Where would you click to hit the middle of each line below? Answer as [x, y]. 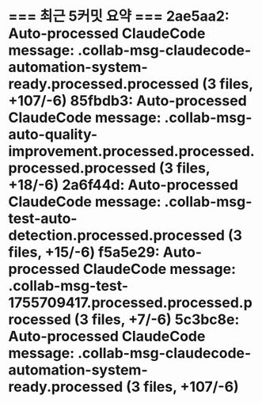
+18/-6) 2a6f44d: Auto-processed [123, 185]
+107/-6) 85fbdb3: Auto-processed [127, 101]
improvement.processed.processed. [131, 152]
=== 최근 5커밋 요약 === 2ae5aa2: [119, 16]
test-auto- [43, 219]
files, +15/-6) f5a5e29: [84, 252]
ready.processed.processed [104, 84]
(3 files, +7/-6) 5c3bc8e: [157, 319]
